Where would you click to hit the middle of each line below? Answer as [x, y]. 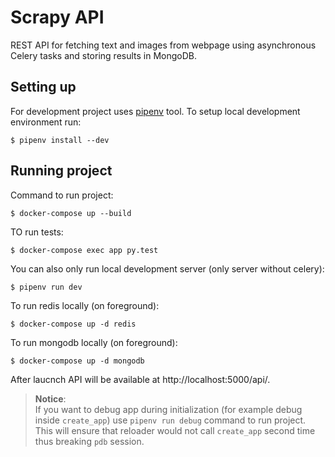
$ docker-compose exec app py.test [84, 250]
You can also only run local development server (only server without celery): [167, 268]
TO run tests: [37, 232]
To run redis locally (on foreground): [85, 305]
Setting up [43, 87]
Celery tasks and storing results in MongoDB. [104, 55]
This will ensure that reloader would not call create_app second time [175, 430]
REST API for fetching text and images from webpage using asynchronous [163, 45]
